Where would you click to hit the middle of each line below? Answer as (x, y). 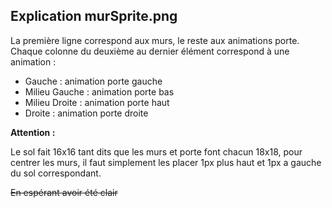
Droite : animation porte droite (86, 113)
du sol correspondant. (56, 173)
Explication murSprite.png (94, 16)
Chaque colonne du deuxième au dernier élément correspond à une (150, 51)
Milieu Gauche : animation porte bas (99, 91)
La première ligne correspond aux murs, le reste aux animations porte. (155, 40)
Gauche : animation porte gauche (93, 81)
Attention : (33, 132)
